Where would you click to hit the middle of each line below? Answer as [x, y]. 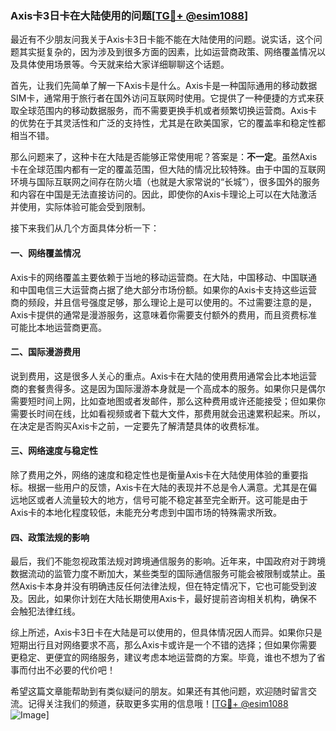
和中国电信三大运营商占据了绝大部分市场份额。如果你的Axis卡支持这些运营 [164, 289]
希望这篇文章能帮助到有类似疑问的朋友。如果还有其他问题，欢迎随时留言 [159, 691]
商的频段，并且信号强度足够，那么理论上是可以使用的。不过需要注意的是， [163, 302]
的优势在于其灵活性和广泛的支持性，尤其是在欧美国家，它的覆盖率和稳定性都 [168, 123]
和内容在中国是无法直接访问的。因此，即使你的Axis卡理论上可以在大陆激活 [164, 194]
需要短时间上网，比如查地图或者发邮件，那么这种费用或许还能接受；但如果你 [168, 401]
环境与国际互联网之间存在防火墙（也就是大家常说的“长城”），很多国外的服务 [165, 182]
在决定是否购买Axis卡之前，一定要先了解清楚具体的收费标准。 [137, 426]
